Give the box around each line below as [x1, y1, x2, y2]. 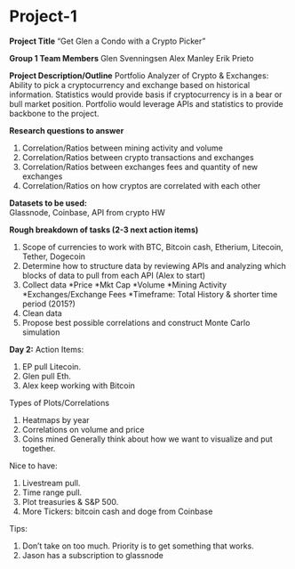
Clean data [21, 307, 62, 318]
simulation [21, 327, 60, 337]
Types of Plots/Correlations [9, 397, 109, 408]
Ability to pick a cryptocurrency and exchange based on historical [9, 79, 251, 90]
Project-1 [9, 6, 77, 27]
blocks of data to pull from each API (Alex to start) [21, 270, 206, 280]
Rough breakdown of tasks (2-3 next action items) [9, 224, 199, 235]
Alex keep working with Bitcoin [21, 380, 136, 391]
